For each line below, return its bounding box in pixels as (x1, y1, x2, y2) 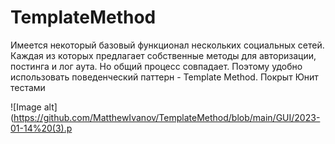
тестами (10, 81, 46, 93)
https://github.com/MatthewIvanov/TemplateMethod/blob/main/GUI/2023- (13, 111, 321, 123)
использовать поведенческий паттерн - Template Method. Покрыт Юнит (10, 71, 319, 83)
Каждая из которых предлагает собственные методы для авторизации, (10, 49, 317, 61)
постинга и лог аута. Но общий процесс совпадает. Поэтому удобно (10, 60, 303, 72)
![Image (10, 101, 42, 113)
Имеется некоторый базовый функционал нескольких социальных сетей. (10, 39, 325, 51)
